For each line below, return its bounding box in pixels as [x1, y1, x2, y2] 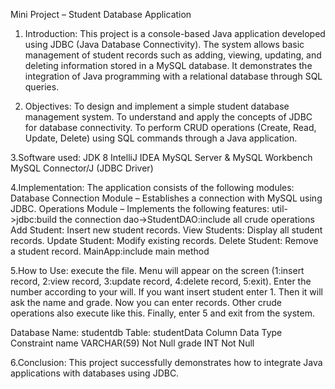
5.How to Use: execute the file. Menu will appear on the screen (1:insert [10, 265, 305, 276]
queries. [24, 81, 60, 93]
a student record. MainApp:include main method [10, 245, 210, 257]
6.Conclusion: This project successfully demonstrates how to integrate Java [10, 357, 323, 368]
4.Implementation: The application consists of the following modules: [10, 182, 295, 193]
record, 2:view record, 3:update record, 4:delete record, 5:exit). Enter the [10, 275, 312, 287]
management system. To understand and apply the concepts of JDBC [24, 111, 313, 123]
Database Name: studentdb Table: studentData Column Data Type [10, 327, 283, 338]
